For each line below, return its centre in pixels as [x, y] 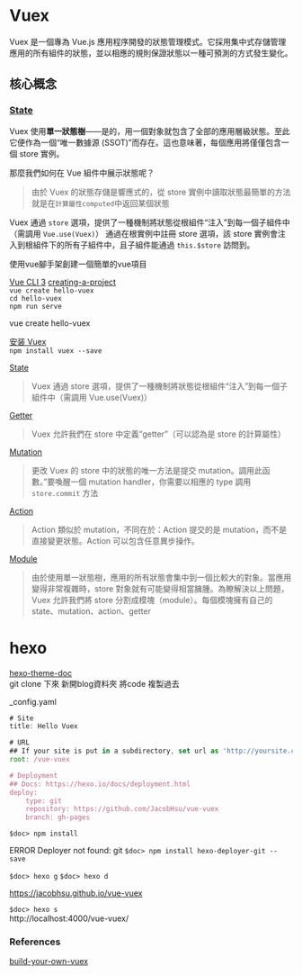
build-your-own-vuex [49, 961]
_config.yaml [33, 701]
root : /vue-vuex [40, 760]
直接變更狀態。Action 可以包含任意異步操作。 [115, 540]
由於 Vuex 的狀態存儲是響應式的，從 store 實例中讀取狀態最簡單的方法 [161, 192]
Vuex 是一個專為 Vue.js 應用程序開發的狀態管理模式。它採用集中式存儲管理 [148, 41]
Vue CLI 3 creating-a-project [63, 282]
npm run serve [36, 306]
